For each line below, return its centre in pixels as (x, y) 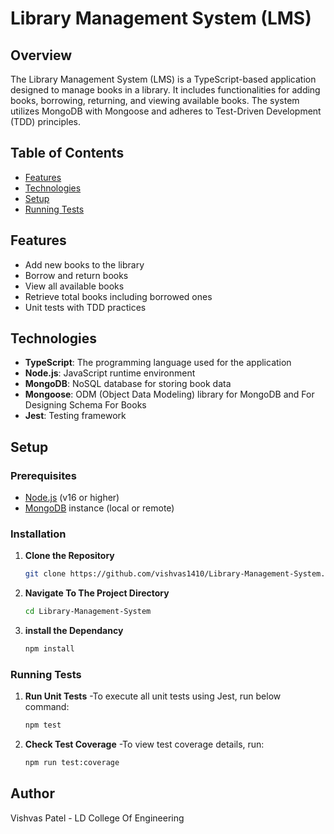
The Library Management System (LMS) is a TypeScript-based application (163, 79)
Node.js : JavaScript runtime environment (110, 373)
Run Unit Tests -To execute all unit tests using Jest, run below (153, 696)
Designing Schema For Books (85, 405)
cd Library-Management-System (88, 612)
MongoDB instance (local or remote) (99, 508)
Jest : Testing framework (75, 416)
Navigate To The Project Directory (97, 593)
